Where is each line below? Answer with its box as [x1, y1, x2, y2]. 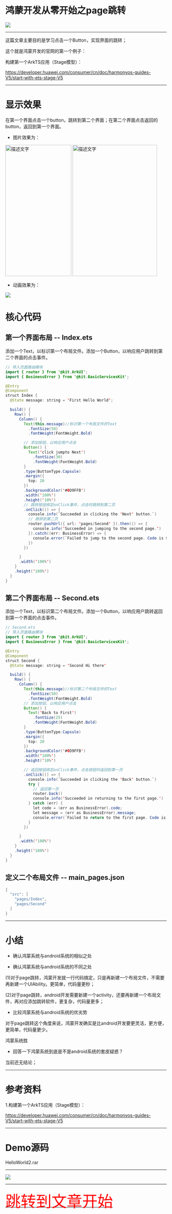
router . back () [32, 791, 63, 796]
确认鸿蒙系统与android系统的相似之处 [12, 953, 92, 959]
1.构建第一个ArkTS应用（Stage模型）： [5, 1102, 85, 1108]
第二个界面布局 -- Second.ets [5, 594, 100, 603]
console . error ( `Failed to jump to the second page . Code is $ [32, 535, 168, 541]
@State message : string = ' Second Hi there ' [10, 663, 106, 668]
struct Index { [5, 393, 38, 398]
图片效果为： [12, 134, 40, 140]
